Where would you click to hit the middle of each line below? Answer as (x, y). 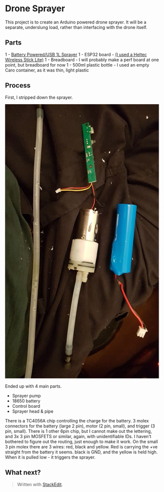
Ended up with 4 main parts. (33, 386)
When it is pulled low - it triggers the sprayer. (50, 457)
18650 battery (26, 401)
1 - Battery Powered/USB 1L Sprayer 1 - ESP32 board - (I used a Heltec (76, 54)
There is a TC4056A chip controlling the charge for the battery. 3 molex (77, 421)
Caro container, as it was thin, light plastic (47, 70)
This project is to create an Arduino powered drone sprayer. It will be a (76, 22)
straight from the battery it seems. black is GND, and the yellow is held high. (81, 452)
